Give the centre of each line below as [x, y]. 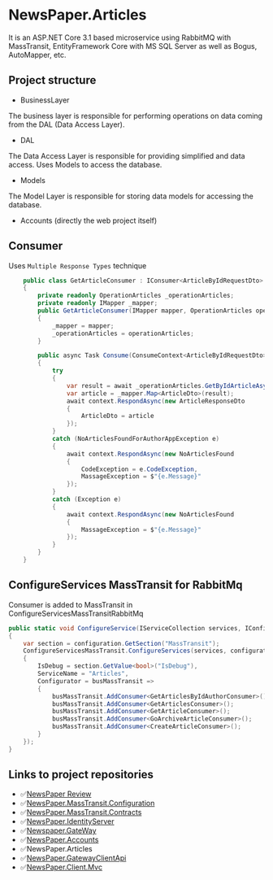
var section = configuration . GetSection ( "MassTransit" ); [121, 643]
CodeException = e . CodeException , [139, 469]
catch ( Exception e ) [87, 499]
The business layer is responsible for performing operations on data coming [135, 115]
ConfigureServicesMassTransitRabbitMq [76, 613]
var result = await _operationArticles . [136, 386]
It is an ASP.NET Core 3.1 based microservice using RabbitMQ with [120, 37]
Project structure [52, 80]
